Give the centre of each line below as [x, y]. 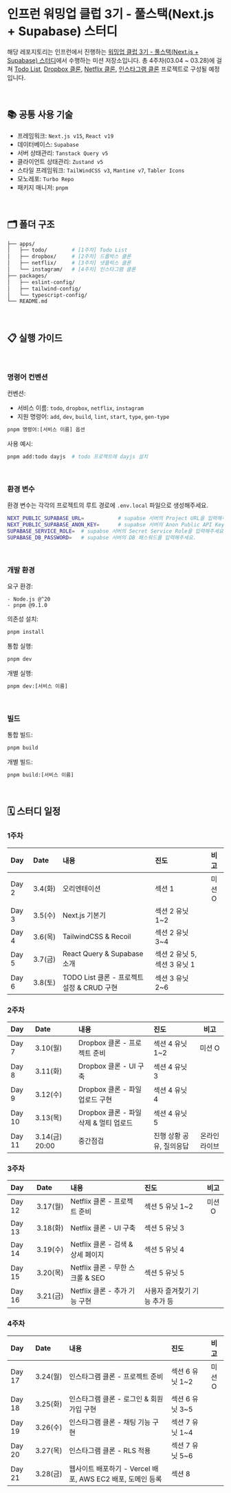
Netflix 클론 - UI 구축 [103, 1228]
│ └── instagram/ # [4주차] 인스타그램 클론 [71, 269]
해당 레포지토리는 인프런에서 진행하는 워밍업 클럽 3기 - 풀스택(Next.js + [103, 52]
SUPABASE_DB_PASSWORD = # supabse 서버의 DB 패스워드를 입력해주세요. [102, 538]
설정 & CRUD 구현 [90, 987]
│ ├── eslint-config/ [41, 282]
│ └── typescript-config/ [47, 295]
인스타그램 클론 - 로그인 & [109, 1399]
